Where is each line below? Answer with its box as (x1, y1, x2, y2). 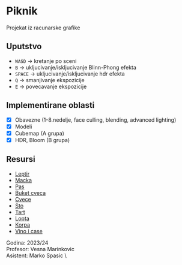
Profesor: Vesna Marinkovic (6, 245, 75, 252)
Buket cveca (14, 189, 46, 196)
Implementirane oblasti (6, 100, 95, 110)
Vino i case (14, 227, 43, 234)
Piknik (6, 4, 38, 18)
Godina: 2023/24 (6, 239, 49, 246)
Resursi (6, 154, 35, 164)
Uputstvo (6, 41, 42, 52)
